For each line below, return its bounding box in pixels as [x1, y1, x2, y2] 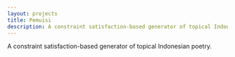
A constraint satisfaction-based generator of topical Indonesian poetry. [7, 42, 212, 51]
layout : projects [7, 10, 58, 17]
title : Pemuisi [7, 17, 52, 24]
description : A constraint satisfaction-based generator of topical [7, 23, 211, 30]
